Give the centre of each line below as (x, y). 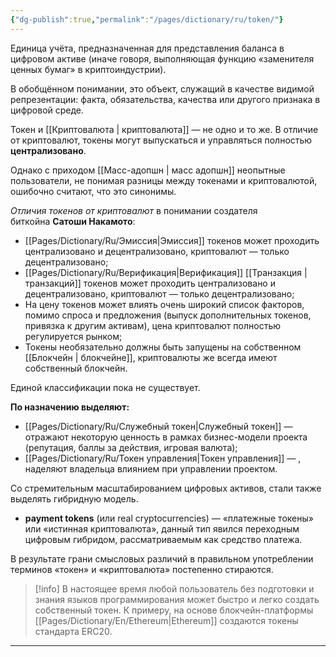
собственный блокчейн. (76, 368)
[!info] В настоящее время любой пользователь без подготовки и (174, 588)
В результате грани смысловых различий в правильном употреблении (162, 558)
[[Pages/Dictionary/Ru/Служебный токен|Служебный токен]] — (158, 426)
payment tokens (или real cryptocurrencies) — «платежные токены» (169, 518)
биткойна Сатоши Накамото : (73, 221)
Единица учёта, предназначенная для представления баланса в (147, 48)
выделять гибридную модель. (74, 498)
